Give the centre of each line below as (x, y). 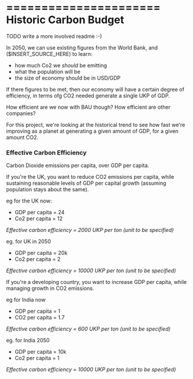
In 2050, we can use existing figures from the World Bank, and (82, 47)
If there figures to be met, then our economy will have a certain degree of (95, 89)
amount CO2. (22, 137)
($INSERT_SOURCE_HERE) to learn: (49, 54)
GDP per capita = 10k (40, 352)
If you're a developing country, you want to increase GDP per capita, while (97, 282)
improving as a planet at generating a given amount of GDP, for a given (92, 131)
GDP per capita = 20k (41, 253)
